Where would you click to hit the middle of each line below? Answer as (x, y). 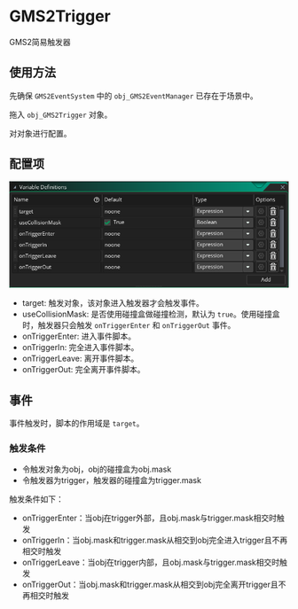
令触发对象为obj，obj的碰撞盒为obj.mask (97, 469)
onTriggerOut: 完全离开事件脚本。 (83, 370)
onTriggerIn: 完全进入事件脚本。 (80, 347)
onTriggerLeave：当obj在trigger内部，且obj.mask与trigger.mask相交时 (151, 562)
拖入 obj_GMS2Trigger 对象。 (61, 114)
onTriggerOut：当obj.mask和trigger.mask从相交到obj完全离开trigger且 (150, 585)
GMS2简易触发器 (40, 42)
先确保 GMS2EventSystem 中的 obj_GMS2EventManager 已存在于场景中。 (134, 96)
